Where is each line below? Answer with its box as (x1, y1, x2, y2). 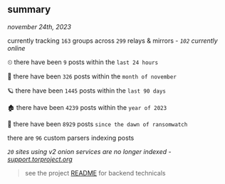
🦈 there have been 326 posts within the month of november (7, 72, 177, 81)
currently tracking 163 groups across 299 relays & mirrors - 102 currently (7, 36, 219, 45)
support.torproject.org (7, 155, 73, 163)
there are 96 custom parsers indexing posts (7, 133, 135, 142)
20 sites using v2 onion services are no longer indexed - (7, 147, 172, 155)
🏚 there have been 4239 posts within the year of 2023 (7, 103, 167, 111)
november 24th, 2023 (7, 22, 71, 31)
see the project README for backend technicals (24, 168, 166, 177)
